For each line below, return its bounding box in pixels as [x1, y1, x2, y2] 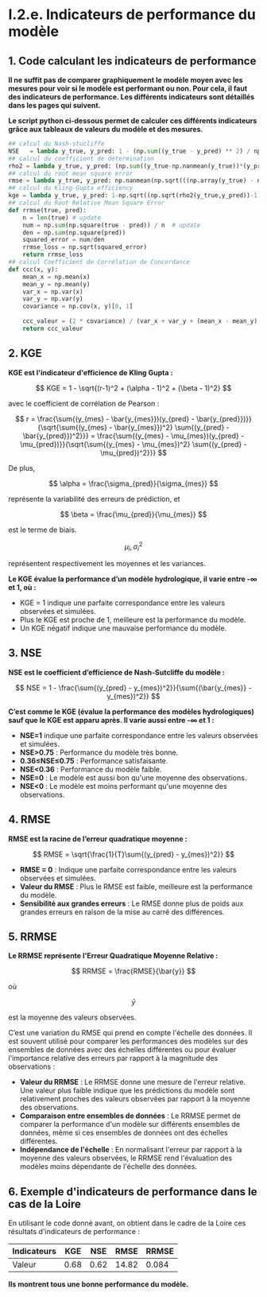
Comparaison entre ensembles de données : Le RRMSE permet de [19, 1111, 241, 1120]
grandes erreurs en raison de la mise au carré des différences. [19, 907, 225, 916]
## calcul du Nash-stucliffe [8, 140, 105, 148]
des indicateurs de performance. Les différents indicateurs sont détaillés [8, 92, 255, 101]
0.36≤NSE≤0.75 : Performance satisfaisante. [19, 755, 168, 765]
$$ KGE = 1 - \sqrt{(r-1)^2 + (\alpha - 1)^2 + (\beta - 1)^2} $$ [35, 383, 232, 393]
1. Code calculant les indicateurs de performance [8, 54, 257, 68]
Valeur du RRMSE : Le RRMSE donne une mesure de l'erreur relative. [19, 1078, 246, 1087]
